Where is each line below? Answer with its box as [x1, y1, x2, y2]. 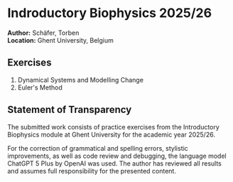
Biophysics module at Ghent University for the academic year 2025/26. [7, 130, 215, 139]
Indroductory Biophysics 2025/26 [7, 5, 212, 21]
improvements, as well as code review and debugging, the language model [7, 151, 227, 160]
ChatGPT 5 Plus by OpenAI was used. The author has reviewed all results [7, 159, 222, 168]
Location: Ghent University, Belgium [7, 36, 114, 44]
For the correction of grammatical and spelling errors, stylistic [7, 144, 188, 152]
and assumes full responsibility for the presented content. [7, 166, 176, 175]
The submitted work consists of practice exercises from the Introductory [7, 122, 220, 131]
